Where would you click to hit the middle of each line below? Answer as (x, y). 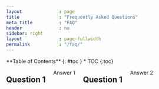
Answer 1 (64, 72)
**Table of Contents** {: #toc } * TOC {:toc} (60, 61)
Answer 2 (142, 72)
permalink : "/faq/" (44, 45)
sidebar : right (25, 34)
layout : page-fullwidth (54, 39)
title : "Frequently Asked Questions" (72, 17)
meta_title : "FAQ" (42, 22)
